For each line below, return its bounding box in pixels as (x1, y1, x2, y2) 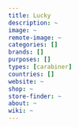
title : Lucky (8, 11, 51, 20)
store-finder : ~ (8, 92, 62, 100)
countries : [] (8, 70, 55, 78)
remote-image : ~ (8, 33, 62, 42)
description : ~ (8, 19, 58, 27)
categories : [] (8, 41, 58, 49)
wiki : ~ (8, 107, 34, 115)
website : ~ (8, 77, 44, 85)
